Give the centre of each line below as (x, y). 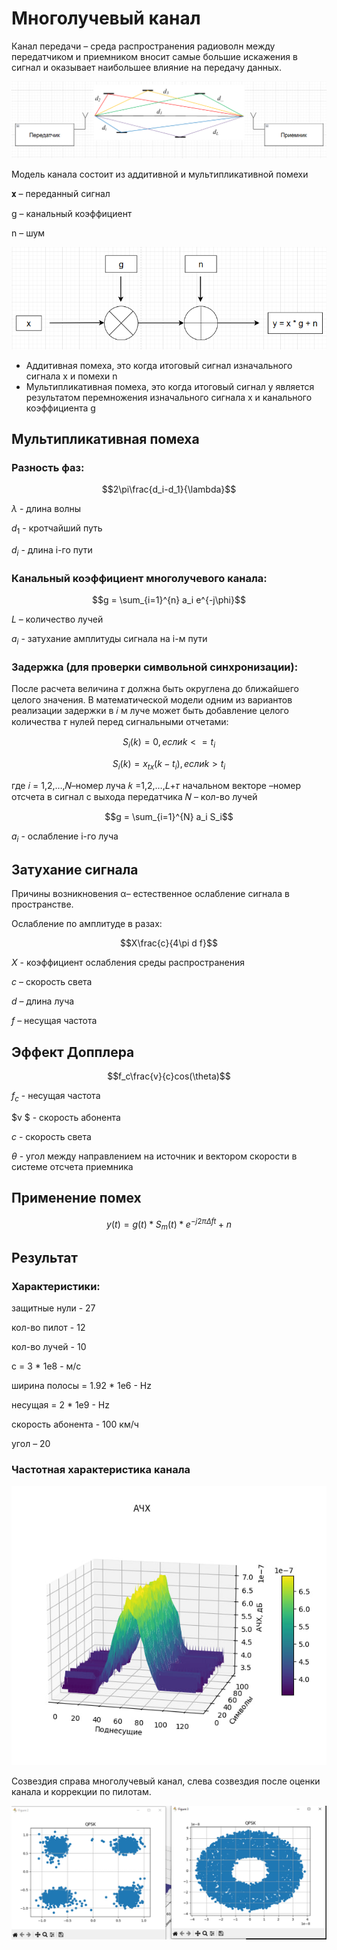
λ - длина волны (46, 509)
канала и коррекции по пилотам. (81, 1792)
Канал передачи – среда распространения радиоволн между (143, 46)
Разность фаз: (48, 467)
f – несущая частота (54, 1021)
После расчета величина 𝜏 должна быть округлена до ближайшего (155, 689)
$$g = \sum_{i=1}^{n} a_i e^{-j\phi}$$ (169, 600)
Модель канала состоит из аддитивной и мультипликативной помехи (160, 174)
